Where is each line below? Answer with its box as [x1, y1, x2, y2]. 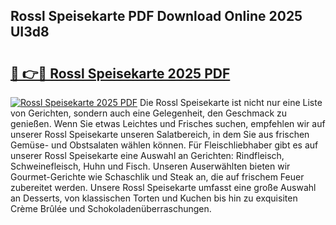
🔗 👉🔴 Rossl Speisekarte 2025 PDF [10, 65, 231, 82]
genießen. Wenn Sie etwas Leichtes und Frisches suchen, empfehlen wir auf [10, 118, 326, 129]
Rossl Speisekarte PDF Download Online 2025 [10, 8, 303, 25]
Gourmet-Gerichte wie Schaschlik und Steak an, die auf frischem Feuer [10, 171, 305, 183]
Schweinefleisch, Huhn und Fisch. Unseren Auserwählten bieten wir [10, 160, 291, 172]
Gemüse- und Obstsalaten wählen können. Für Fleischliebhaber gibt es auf [10, 139, 319, 151]
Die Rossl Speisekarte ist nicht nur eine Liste [139, 97, 323, 108]
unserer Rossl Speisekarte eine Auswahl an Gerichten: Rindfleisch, [10, 150, 285, 161]
